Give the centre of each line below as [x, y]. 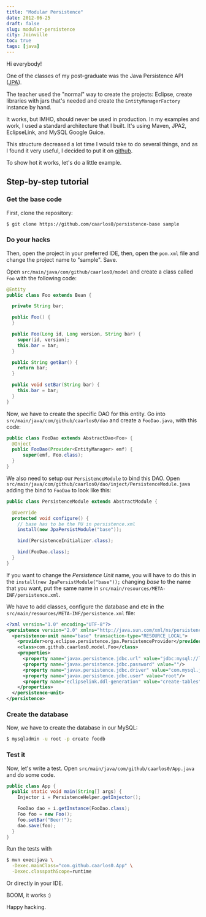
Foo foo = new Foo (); [45, 814]
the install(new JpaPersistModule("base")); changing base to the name [99, 581]
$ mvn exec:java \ [30, 860]
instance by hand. [29, 107]
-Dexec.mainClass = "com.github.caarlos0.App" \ [72, 866]
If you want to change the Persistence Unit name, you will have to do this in [101, 575]
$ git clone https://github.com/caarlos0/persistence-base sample [93, 224]
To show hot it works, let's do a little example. [64, 162]
